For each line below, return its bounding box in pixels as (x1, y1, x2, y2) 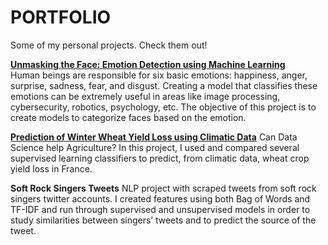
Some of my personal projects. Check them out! (10, 39, 208, 51)
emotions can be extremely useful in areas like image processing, (10, 90, 281, 102)
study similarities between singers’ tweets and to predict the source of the (10, 214, 317, 226)
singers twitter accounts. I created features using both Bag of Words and (10, 192, 311, 205)
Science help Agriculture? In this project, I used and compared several (10, 141, 300, 153)
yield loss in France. (10, 162, 93, 175)
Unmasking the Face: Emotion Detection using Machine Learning (10, 58, 286, 70)
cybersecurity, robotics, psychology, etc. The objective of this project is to (10, 101, 317, 113)
